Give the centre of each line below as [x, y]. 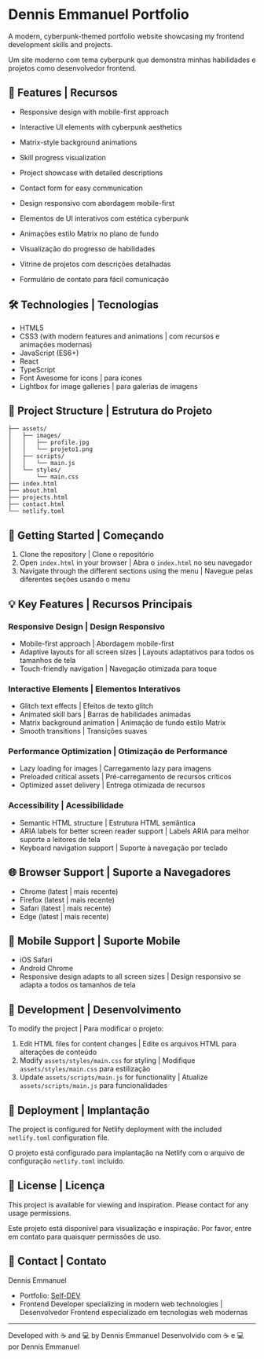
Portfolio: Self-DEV [50, 1295]
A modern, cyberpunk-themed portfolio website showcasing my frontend [126, 36]
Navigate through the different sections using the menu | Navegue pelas [136, 571]
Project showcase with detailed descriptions [91, 172]
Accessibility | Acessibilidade [66, 805]
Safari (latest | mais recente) [65, 908]
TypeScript [37, 369]
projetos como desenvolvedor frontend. [72, 68]
